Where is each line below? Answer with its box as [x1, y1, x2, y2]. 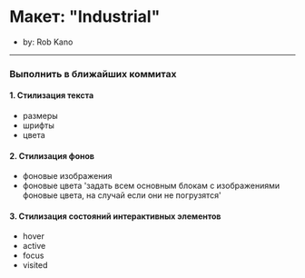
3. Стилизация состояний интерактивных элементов [9, 211, 221, 222]
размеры [22, 111, 59, 122]
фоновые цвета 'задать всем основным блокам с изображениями [22, 180, 280, 192]
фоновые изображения [22, 171, 113, 182]
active [22, 241, 46, 252]
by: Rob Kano [22, 36, 74, 47]
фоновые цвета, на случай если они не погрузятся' [22, 190, 221, 201]
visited [22, 260, 48, 271]
